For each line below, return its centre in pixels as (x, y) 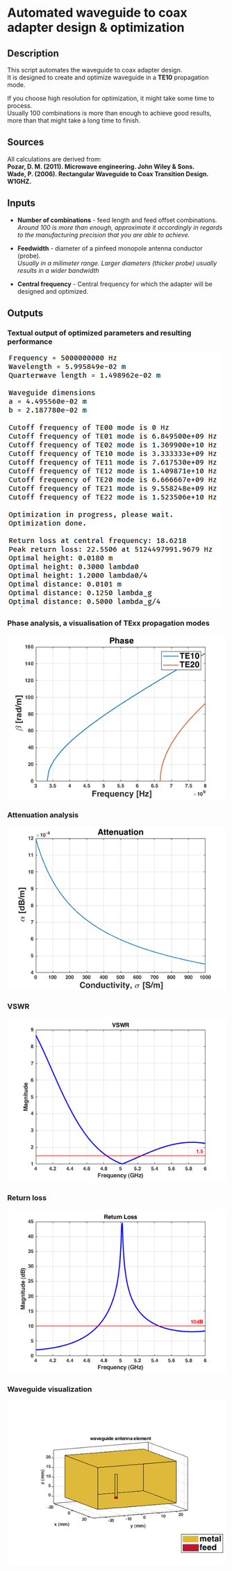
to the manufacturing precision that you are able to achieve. (103, 235)
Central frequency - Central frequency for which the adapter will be (115, 284)
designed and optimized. (53, 291)
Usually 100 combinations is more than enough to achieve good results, (109, 113)
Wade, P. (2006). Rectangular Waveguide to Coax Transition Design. (108, 174)
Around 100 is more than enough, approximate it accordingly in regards (120, 227)
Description (33, 53)
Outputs (25, 314)
